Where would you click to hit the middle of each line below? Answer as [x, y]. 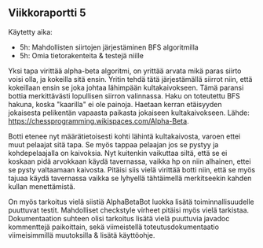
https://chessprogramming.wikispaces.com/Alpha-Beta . [99, 120]
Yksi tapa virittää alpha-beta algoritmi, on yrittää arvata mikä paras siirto [125, 71]
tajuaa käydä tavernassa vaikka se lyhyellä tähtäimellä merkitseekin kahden [130, 178]
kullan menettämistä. [42, 186]
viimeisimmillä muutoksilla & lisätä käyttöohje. [82, 235]
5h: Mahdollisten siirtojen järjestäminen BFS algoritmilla [109, 47]
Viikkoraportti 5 [47, 13]
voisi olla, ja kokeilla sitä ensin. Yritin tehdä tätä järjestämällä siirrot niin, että [130, 79]
